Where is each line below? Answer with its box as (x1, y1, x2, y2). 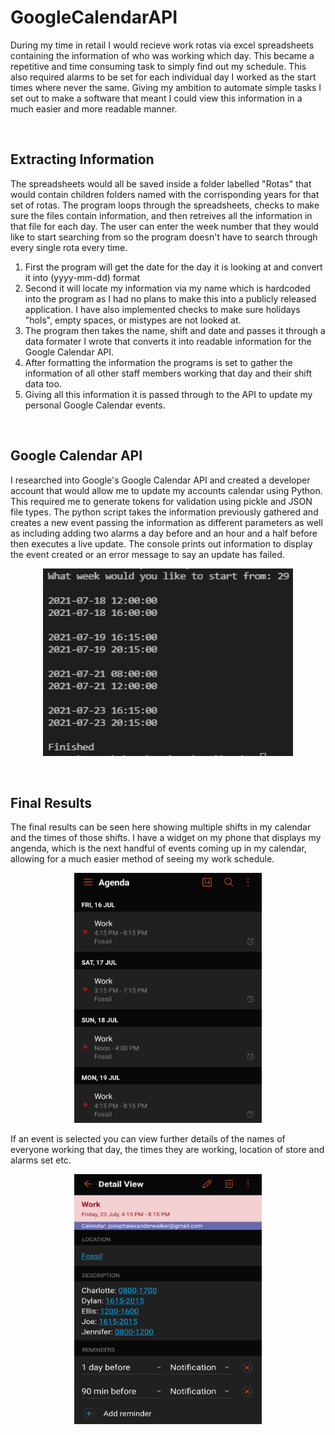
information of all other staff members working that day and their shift (24, 367, 313, 379)
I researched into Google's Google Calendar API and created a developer (10, 474, 311, 486)
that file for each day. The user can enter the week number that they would (10, 220, 319, 232)
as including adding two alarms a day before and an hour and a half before (10, 527, 318, 539)
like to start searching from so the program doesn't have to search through (10, 231, 318, 243)
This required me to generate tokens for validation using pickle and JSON (10, 495, 313, 507)
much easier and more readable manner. (10, 102, 178, 115)
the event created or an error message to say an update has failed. (10, 548, 285, 560)
